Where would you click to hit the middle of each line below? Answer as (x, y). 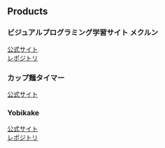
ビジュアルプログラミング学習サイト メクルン (83, 33)
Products (28, 12)
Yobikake (23, 112)
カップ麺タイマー (36, 77)
